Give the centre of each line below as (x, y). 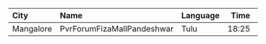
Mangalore (32, 29)
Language (200, 15)
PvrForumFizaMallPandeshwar (117, 29)
